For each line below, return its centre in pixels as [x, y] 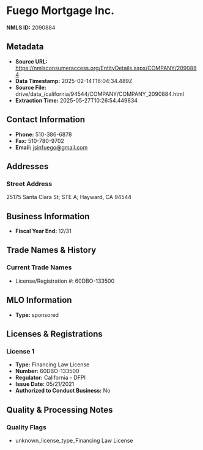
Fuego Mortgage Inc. [61, 11]
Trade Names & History [51, 250]
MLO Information [39, 300]
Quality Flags [27, 427]
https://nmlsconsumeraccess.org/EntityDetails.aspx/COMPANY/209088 [106, 68]
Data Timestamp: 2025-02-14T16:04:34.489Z [74, 81]
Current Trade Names [39, 267]
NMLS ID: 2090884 [31, 27]
